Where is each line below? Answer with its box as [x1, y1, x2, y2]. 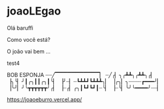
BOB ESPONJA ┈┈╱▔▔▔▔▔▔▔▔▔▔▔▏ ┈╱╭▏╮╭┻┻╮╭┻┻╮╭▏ [7, 71, 156, 78]
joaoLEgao [7, 4, 61, 18]
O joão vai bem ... [7, 47, 51, 55]
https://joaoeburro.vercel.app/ [7, 96, 82, 103]
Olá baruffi [7, 24, 34, 31]
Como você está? [7, 36, 51, 43]
